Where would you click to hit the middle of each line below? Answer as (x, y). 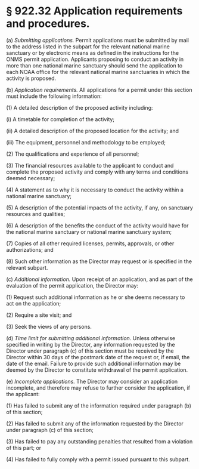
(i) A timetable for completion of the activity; (60, 119)
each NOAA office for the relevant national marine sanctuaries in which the (98, 72)
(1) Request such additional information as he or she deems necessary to (96, 297)
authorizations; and (30, 249)
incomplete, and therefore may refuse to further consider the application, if (98, 388)
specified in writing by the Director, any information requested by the (91, 344)
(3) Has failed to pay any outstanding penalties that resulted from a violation (99, 441)
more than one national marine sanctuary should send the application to (94, 65)
